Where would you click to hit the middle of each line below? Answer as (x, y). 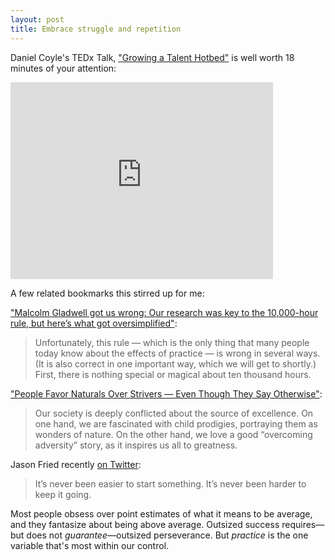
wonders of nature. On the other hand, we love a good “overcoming (173, 434)
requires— (303, 524)
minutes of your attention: (63, 68)
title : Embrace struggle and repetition (96, 29)
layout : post (37, 19)
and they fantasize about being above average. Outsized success (145, 524)
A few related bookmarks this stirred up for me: (107, 293)
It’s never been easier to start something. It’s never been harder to (170, 483)
